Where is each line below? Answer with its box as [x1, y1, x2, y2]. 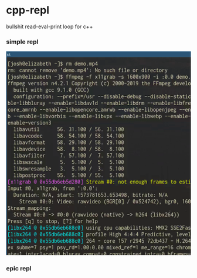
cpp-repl [6, 4, 50, 17]
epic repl [6, 264, 32, 272]
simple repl [6, 38, 39, 46]
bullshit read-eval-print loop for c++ [6, 23, 93, 30]
